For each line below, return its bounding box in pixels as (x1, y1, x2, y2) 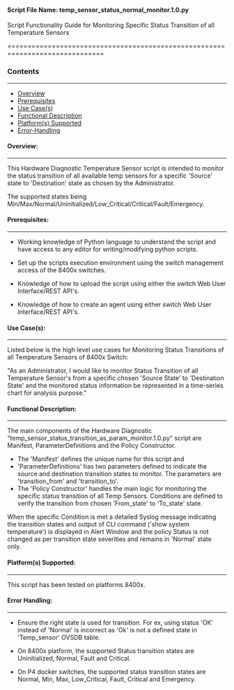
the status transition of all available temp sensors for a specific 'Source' (7, 171, 213, 180)
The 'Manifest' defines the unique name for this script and (17, 455, 185, 463)
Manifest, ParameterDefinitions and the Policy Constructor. (7, 441, 176, 450)
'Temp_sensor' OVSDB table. (17, 633, 101, 641)
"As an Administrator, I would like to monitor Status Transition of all (7, 366, 198, 375)
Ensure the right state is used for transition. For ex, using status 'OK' (17, 618, 214, 627)
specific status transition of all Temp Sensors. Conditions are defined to (17, 492, 223, 501)
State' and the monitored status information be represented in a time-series (7, 382, 224, 390)
